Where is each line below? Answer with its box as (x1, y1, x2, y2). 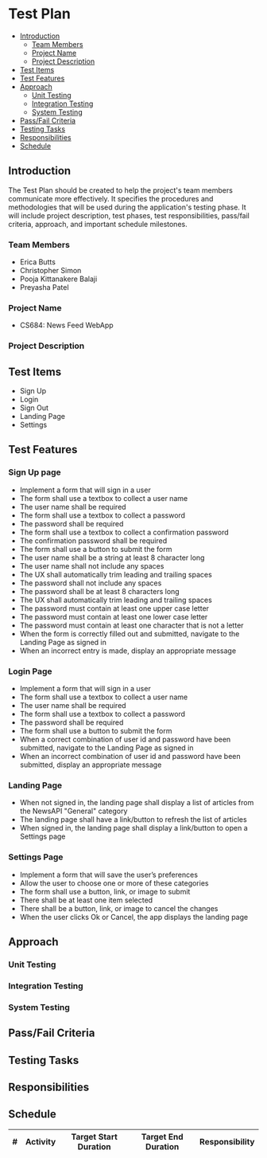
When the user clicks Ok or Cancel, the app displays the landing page (19, 912, 249, 921)
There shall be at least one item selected (19, 895, 153, 905)
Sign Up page (8, 467, 61, 478)
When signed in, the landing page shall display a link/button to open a (19, 824, 248, 833)
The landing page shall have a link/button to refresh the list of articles (19, 815, 248, 824)
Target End (141, 1131, 184, 1142)
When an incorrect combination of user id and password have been (19, 752, 241, 761)
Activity (25, 1136, 56, 1147)
